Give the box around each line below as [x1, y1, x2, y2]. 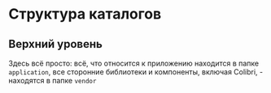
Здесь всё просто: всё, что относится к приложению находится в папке [8, 58, 260, 68]
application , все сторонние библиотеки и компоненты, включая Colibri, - [8, 67, 264, 77]
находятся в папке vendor [8, 76, 97, 85]
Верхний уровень [8, 37, 103, 51]
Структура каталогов [8, 5, 162, 23]
